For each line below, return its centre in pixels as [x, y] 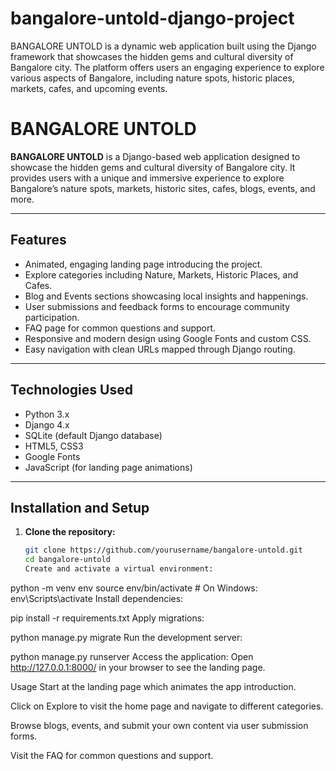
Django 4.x [47, 424]
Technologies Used [71, 390]
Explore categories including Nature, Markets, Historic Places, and [161, 274]
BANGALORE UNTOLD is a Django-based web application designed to [155, 156]
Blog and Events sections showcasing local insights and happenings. [166, 296]
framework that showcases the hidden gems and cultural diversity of [152, 56]
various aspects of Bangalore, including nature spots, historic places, [152, 78]
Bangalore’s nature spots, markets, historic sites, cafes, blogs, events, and [163, 188]
